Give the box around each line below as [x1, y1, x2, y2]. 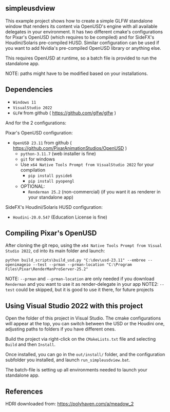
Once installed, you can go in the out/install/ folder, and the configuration [5, 351, 165, 358]
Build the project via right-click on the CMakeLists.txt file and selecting [5, 336, 156, 342]
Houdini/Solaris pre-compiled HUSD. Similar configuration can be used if [5, 40, 159, 46]
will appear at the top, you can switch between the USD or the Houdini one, [5, 321, 165, 327]
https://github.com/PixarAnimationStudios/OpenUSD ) [12, 145, 127, 151]
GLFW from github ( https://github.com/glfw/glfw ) [12, 110, 117, 116]
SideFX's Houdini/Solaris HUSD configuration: [5, 204, 103, 210]
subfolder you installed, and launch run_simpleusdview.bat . [5, 357, 131, 363]
